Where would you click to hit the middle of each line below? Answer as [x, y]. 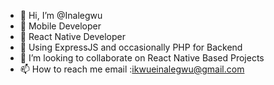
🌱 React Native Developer [73, 36]
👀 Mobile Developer [60, 26]
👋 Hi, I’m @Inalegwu [61, 15]
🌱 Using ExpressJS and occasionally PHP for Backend [131, 47]
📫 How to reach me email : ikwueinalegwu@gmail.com [132, 69]
